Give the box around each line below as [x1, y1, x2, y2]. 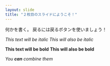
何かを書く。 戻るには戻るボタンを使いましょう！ [5, 26, 107, 32]
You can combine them [5, 55, 53, 61]
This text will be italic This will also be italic [5, 36, 94, 42]
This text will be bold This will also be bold [5, 46, 95, 52]
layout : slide [5, 7, 35, 12]
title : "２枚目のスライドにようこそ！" [5, 12, 77, 17]
